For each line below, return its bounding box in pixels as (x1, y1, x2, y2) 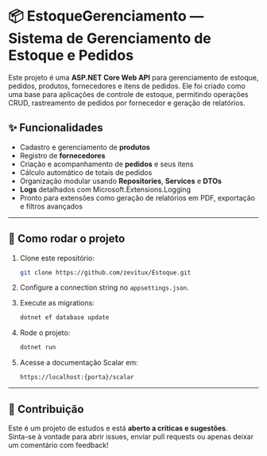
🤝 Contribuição (8, 402, 84, 415)
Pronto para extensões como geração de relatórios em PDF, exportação (19, 193, 256, 202)
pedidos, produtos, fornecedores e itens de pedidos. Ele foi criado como (8, 81, 246, 91)
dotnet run (19, 344, 56, 352)
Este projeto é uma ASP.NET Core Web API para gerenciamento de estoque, (8, 72, 260, 82)
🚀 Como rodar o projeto (8, 232, 126, 246)
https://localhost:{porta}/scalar (19, 373, 134, 381)
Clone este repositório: (19, 253, 95, 263)
